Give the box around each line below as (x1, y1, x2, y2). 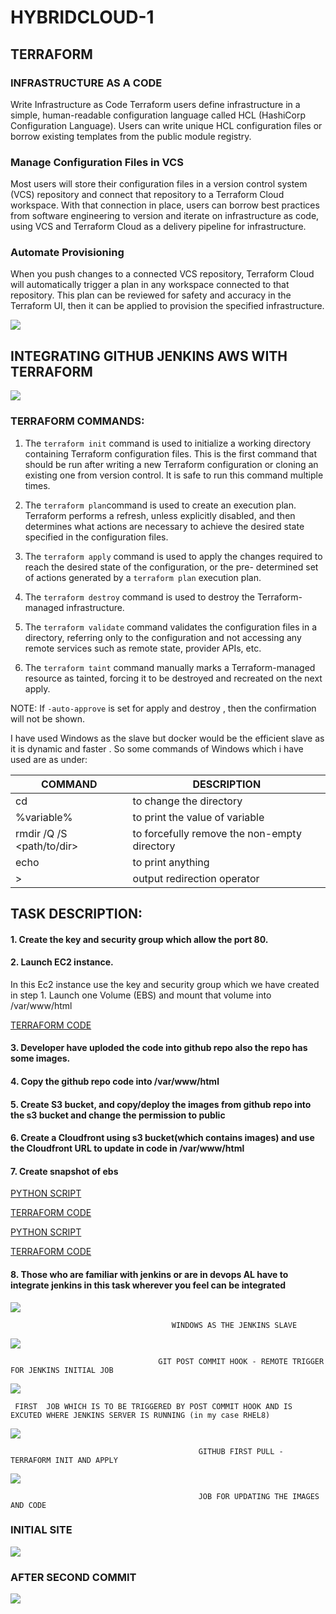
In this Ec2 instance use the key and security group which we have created (10, 978, 320, 990)
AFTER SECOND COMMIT (10, 1570, 137, 1584)
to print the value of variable (132, 810, 265, 824)
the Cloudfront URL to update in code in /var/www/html (10, 1142, 245, 1155)
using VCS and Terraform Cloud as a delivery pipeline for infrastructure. (10, 221, 307, 233)
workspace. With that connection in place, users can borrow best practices (10, 199, 320, 211)
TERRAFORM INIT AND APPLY (10, 1455, 118, 1465)
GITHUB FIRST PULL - (198, 1446, 284, 1456)
